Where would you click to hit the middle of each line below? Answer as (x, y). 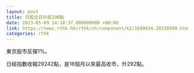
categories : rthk (28, 34)
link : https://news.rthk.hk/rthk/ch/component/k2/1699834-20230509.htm (97, 28)
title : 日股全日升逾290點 (35, 17)
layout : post (22, 12)
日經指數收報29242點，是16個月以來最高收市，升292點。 (77, 64)
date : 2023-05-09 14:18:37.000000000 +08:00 (62, 23)
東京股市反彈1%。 (28, 52)
